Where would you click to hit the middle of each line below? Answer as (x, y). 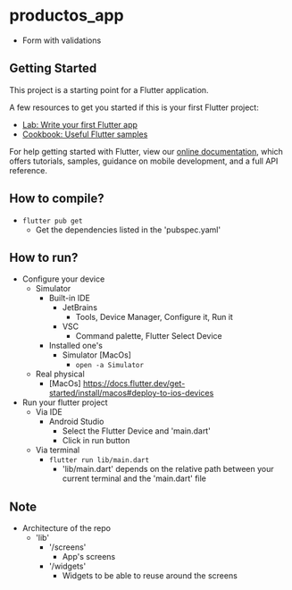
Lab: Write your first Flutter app (80, 124)
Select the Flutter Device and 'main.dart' (137, 431)
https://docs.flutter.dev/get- (134, 383)
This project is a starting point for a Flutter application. (109, 89)
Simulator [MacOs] (97, 355)
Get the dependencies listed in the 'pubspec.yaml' (128, 230)
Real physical (60, 374)
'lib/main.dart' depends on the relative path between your (168, 469)
